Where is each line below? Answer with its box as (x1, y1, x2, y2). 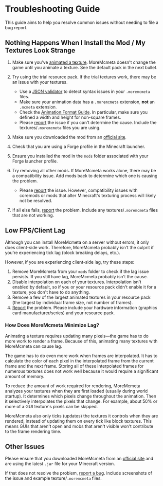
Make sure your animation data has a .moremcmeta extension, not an (19, 99, 155, 105)
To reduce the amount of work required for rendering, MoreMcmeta (5, 383, 141, 389)
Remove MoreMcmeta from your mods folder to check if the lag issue (12, 269, 149, 274)
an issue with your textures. (12, 79, 68, 85)
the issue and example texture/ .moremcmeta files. (5, 475, 102, 481)
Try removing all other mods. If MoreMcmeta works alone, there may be (12, 167, 157, 173)
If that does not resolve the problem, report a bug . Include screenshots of (5, 470, 152, 476)
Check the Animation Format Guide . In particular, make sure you (19, 109, 148, 115)
